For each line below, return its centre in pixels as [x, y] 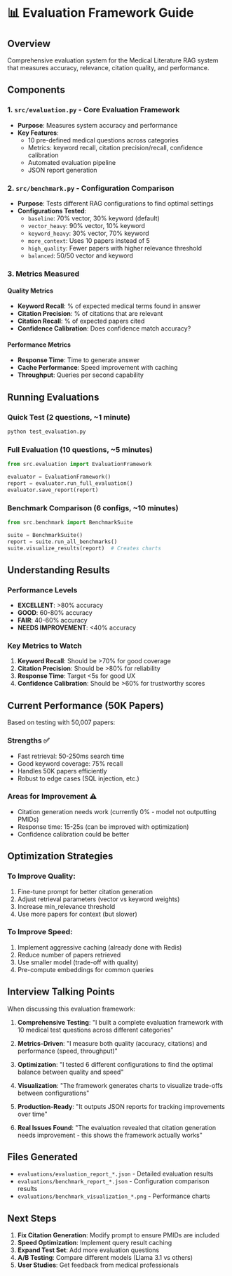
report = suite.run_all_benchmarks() [62, 541]
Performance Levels [42, 590]
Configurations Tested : [52, 211]
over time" [32, 1114]
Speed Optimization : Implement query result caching [95, 1243]
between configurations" [53, 1093]
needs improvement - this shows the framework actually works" [110, 1135]
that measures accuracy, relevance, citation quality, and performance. [108, 68]
